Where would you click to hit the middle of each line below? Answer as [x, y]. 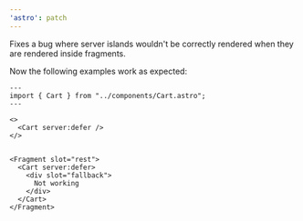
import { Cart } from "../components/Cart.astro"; [108, 95]
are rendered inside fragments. [68, 53]
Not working [56, 183]
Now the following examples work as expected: [99, 71]
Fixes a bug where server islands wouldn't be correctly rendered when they [151, 44]
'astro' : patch [38, 18]
